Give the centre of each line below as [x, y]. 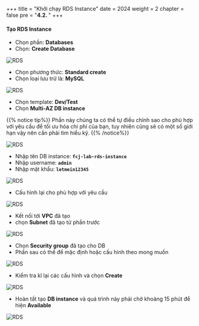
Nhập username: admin [43, 163]
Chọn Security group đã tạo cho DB [60, 246]
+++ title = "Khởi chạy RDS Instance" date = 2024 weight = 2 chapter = [95, 9]
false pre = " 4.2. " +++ [35, 15]
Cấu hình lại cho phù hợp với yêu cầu [61, 193]
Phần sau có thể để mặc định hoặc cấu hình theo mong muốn [92, 252]
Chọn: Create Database [45, 49]
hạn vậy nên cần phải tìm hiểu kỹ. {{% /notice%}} [68, 133]
